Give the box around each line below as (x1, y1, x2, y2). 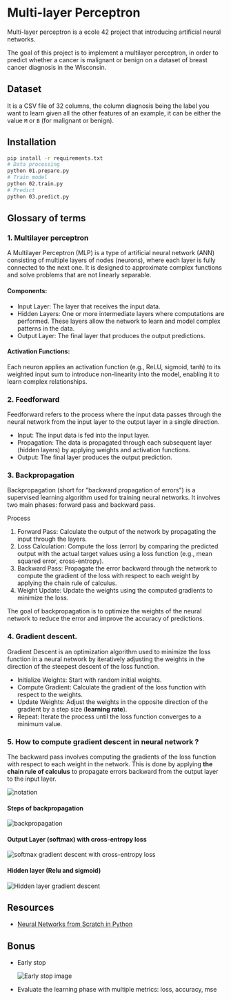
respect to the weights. (17, 690, 83, 698)
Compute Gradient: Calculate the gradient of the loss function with (17, 683, 206, 691)
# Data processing (7, 161, 60, 168)
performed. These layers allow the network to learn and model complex (17, 317, 221, 325)
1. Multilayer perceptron (7, 233, 89, 243)
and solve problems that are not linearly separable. (7, 271, 152, 279)
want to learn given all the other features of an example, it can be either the (7, 109, 221, 117)
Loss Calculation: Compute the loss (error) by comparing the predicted (17, 542, 219, 550)
